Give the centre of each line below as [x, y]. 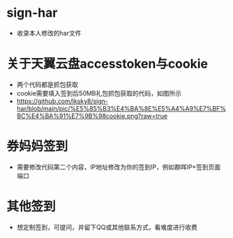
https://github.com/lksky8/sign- [62, 101]
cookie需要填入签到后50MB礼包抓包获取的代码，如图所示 [99, 93]
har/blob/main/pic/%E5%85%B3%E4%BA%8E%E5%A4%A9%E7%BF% [121, 108]
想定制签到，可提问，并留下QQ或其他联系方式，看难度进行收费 [107, 227]
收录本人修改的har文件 [49, 33]
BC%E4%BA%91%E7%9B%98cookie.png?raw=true [92, 116]
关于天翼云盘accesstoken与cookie [107, 64]
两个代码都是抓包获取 [47, 84]
